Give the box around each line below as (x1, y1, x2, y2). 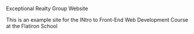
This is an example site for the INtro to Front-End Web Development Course (6, 16, 189, 23)
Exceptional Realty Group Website (6, 5, 89, 12)
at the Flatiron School (6, 23, 57, 29)
